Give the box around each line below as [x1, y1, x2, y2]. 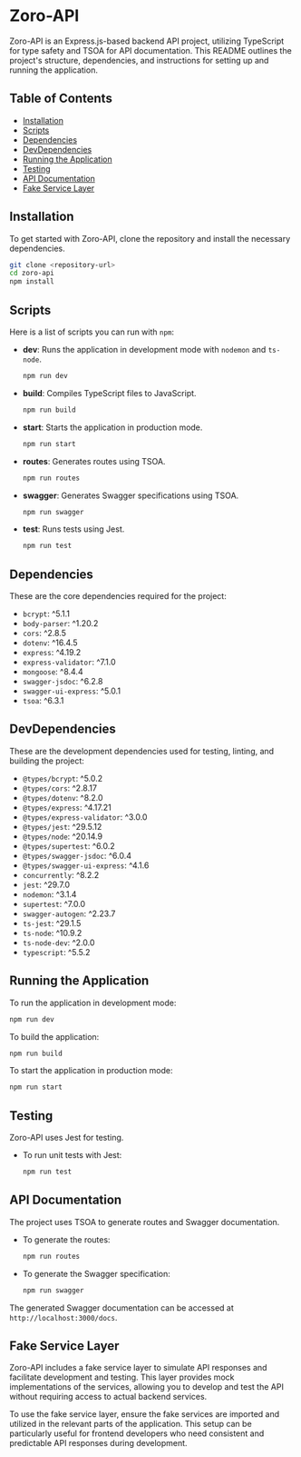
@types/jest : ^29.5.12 [22, 821, 102, 832]
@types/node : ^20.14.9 [22, 831, 102, 842]
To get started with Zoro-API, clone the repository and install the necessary [9, 233, 291, 244]
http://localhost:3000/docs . [9, 1312, 118, 1322]
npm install [9, 277, 54, 286]
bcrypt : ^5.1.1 [22, 608, 71, 619]
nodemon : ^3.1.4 [22, 888, 77, 900]
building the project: [9, 755, 84, 766]
